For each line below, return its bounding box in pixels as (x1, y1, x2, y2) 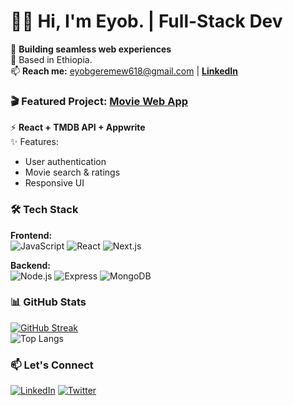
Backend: (10, 259, 51, 271)
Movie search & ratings (24, 166, 121, 179)
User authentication (24, 156, 107, 168)
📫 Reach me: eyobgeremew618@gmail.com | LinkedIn (10, 65, 239, 77)
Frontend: (10, 229, 53, 241)
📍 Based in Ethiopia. (10, 53, 93, 65)
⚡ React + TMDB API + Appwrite (10, 121, 146, 134)
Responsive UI (24, 177, 85, 189)
